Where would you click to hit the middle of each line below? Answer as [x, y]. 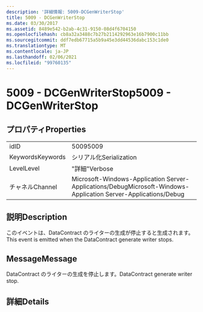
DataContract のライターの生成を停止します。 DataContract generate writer [99, 274]
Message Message [42, 259]
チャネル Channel [33, 187]
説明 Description [37, 217]
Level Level [24, 168]
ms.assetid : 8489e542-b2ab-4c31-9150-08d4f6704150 [71, 29]
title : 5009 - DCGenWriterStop [46, 18]
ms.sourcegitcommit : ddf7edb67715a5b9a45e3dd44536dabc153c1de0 [88, 40]
